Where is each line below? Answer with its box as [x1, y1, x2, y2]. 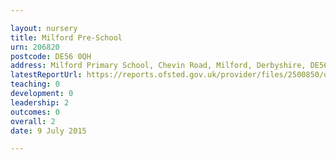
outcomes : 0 [10, 107, 60, 117]
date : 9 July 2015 [10, 126, 87, 136]
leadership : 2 [10, 97, 70, 108]
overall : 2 [10, 116, 56, 126]
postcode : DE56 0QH [10, 51, 92, 61]
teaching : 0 [10, 79, 60, 90]
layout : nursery [10, 23, 78, 33]
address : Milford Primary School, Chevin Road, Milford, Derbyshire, [10, 61, 307, 71]
